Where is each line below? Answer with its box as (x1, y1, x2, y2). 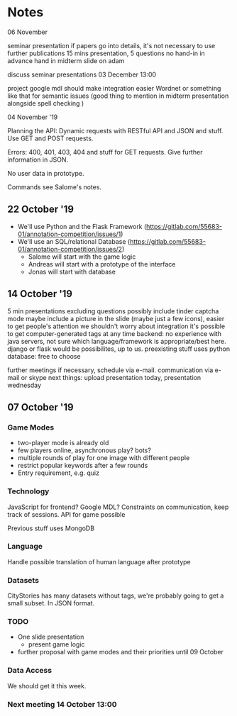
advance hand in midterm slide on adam (7, 56, 125, 65)
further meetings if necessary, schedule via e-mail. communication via (7, 366, 214, 374)
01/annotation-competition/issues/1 (17, 230, 121, 238)
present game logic (28, 640, 85, 649)
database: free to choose (7, 352, 81, 360)
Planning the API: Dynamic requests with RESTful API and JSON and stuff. (7, 126, 224, 135)
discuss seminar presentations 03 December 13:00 (7, 70, 157, 79)
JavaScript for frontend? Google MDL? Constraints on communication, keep (7, 503, 229, 511)
